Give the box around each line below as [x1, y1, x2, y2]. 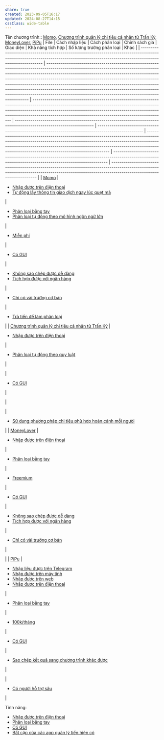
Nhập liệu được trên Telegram [12, 566, 72, 572]
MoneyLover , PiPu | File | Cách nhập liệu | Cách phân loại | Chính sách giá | [5, 40, 157, 46]
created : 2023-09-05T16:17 [5, 12, 60, 17]
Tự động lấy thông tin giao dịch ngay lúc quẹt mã [12, 190, 111, 195]
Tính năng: [5, 705, 27, 711]
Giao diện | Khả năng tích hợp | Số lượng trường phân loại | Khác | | [5, 45, 140, 50]
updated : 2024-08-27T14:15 [5, 16, 60, 21]
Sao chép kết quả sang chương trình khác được [12, 657, 108, 663]
